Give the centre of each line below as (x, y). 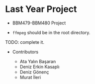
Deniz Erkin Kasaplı (40, 67)
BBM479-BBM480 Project (39, 23)
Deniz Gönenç (34, 72)
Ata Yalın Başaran (38, 61)
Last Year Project (41, 9)
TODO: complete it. (25, 42)
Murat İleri (30, 77)
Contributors (25, 52)
